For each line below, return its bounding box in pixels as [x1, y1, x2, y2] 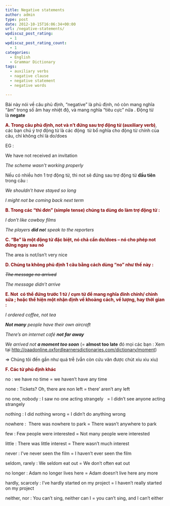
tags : [5, 64, 17, 69]
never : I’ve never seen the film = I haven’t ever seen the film [5, 450, 132, 456]
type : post [5, 17, 28, 22]
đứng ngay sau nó [5, 242, 44, 248]
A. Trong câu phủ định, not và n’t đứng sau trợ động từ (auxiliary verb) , [5, 122, 157, 128]
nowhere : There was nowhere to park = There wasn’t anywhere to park [5, 421, 157, 427]
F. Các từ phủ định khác [5, 366, 56, 372]
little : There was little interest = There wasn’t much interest [5, 440, 129, 447]
